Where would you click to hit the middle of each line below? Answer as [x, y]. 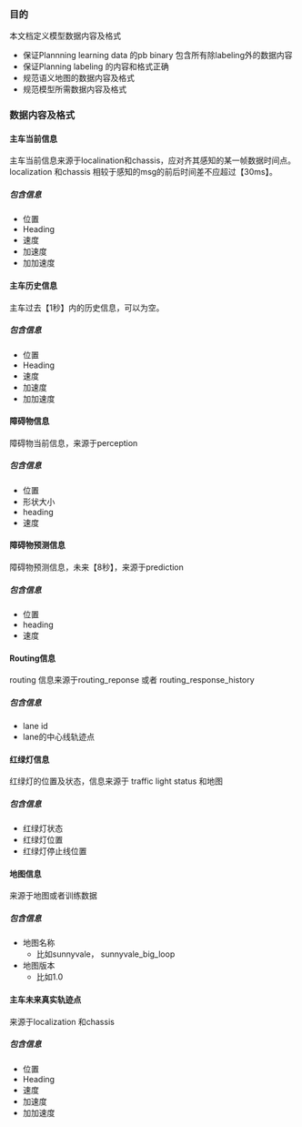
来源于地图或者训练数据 [53, 896]
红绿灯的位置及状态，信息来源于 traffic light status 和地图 [116, 781]
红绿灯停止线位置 [55, 851]
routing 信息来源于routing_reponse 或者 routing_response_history [132, 680]
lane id [35, 726]
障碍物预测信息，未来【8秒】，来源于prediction [97, 567]
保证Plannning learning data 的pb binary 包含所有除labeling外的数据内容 [157, 56]
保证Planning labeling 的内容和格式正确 [96, 66]
